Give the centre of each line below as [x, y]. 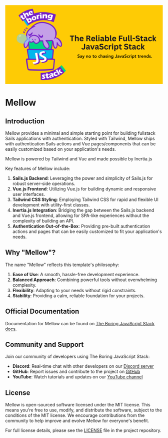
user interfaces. [28, 194]
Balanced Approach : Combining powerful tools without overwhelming [85, 280]
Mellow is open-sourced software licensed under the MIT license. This [78, 405]
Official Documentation [42, 311]
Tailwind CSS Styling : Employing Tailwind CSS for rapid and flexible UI [85, 199]
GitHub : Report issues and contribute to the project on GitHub [76, 372]
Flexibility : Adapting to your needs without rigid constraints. [74, 290]
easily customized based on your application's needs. [60, 149]
